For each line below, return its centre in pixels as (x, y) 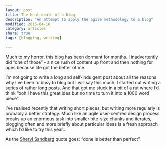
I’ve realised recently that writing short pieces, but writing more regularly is (83, 108)
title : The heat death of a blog (40, 15)
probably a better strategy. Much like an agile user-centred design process (82, 113)
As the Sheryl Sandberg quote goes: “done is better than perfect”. (73, 139)
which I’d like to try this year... (36, 129)
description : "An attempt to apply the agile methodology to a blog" (79, 19)
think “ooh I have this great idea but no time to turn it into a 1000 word (77, 93)
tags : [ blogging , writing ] (33, 38)
